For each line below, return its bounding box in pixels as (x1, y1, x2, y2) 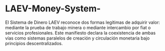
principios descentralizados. (5, 40, 63, 46)
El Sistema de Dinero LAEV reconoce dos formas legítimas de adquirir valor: (5, 19, 160, 25)
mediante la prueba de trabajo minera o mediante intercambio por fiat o (5, 24, 151, 30)
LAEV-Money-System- (5, 3, 101, 14)
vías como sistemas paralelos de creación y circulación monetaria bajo (5, 35, 150, 41)
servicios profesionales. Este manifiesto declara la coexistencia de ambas (5, 30, 156, 36)
